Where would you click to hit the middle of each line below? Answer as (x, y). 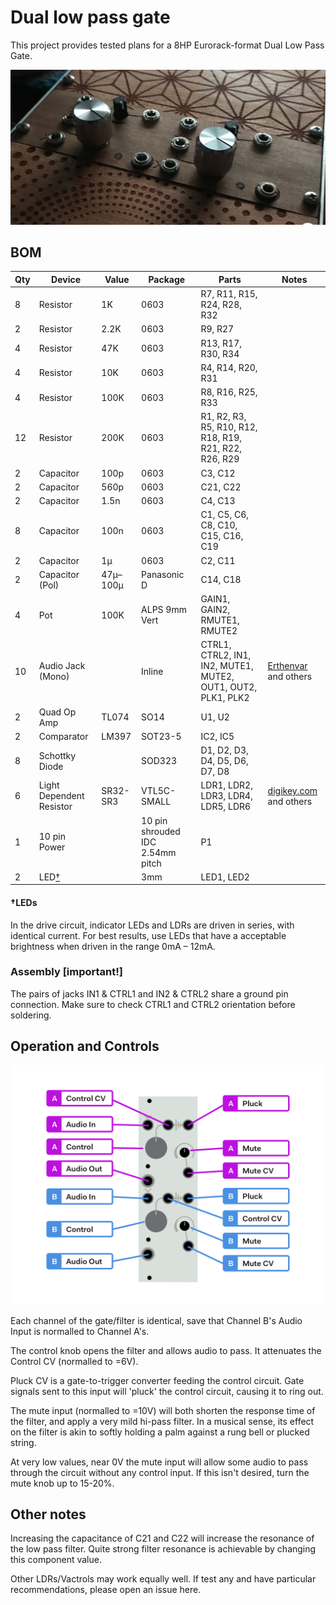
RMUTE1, (220, 620)
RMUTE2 (219, 631)
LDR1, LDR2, (226, 785)
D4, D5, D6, (224, 761)
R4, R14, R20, (229, 367)
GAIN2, (215, 610)
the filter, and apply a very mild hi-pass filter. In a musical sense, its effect (162, 1421)
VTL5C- (159, 790)
